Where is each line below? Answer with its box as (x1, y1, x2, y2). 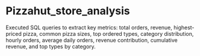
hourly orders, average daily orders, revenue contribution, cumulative (5, 36, 178, 43)
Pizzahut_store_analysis (5, 4, 130, 18)
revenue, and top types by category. (5, 43, 96, 50)
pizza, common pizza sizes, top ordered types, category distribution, (23, 30, 194, 37)
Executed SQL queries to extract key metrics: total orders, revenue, (5, 24, 173, 31)
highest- (173, 24, 195, 31)
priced (5, 30, 22, 37)
